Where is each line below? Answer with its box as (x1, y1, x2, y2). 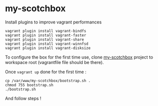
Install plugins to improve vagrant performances (5, 19, 102, 25)
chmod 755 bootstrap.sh (5, 83, 54, 87)
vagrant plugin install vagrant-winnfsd (5, 41, 89, 46)
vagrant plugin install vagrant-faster (5, 33, 87, 38)
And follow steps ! (5, 95, 42, 101)
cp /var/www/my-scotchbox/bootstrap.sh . (5, 78, 91, 83)
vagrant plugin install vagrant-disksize (5, 45, 91, 50)
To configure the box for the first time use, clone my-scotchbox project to (5, 54, 153, 60)
